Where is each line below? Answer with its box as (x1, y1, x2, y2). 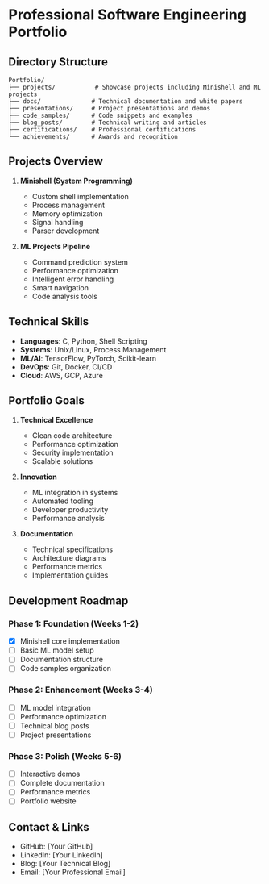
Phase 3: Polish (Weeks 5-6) (8, 750, 122, 761)
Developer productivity (31, 505, 109, 515)
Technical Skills (8, 315, 89, 328)
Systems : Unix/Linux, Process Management (19, 344, 167, 354)
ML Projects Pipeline (19, 241, 91, 251)
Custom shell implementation (31, 191, 129, 201)
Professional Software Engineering (8, 6, 247, 24)
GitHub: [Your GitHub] (19, 841, 93, 852)
